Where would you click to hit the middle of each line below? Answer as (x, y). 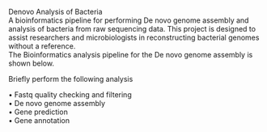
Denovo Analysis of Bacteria (55, 12)
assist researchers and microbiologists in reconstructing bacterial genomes (134, 37)
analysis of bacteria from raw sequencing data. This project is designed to (132, 29)
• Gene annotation (39, 120)
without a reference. (42, 46)
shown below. (32, 63)
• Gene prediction (38, 112)
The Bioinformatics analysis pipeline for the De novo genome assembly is (131, 55)
